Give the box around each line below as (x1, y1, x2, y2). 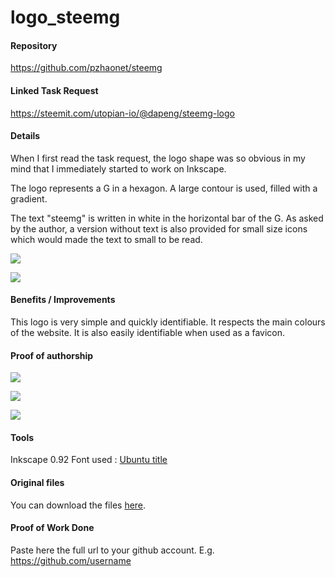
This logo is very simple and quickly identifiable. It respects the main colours (10, 316, 326, 328)
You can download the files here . (10, 499, 147, 511)
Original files (10, 477, 65, 488)
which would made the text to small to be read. (10, 233, 203, 245)
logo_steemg (10, 6, 121, 29)
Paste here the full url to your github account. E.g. (10, 544, 215, 556)
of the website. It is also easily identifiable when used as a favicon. (10, 327, 286, 338)
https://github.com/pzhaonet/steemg (10, 62, 163, 74)
